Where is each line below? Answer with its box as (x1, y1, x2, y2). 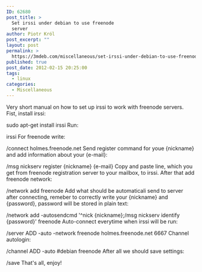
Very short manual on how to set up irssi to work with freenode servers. (6, 103, 184, 110)
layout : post (6, 43, 39, 49)
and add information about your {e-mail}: (6, 151, 108, 158)
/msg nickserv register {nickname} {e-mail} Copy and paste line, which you (6, 163, 193, 170)
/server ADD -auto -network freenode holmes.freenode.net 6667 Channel (6, 229, 189, 237)
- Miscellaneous (11, 87, 52, 93)
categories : (6, 82, 36, 88)
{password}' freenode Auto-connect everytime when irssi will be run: (6, 217, 178, 225)
